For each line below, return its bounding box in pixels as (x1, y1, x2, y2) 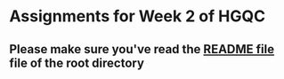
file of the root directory (9, 55, 145, 70)
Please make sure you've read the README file (9, 42, 274, 57)
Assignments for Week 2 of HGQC (9, 6, 265, 27)
